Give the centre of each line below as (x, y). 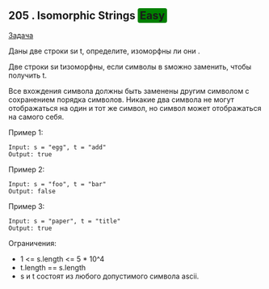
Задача (21, 35)
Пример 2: (27, 169)
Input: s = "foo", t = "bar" (57, 184)
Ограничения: (32, 243)
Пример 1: (26, 132)
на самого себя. (36, 117)
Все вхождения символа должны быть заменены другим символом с (129, 91)
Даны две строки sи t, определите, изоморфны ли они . (104, 51)
